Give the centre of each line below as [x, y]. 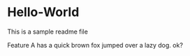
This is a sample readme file [48, 31]
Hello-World [43, 12]
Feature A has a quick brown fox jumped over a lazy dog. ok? [95, 45]
